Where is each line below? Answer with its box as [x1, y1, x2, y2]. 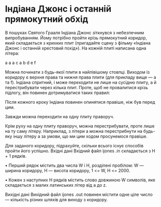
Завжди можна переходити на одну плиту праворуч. [5, 113, 115, 119]
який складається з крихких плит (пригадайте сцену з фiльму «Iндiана [5, 40, 151, 46]
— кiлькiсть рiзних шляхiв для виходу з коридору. [5, 196, 108, 202]
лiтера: [5, 50, 19, 56]
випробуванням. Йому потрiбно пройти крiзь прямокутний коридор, [5, 35, 147, 41]
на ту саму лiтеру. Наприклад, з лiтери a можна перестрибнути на [5, 128, 143, 134]
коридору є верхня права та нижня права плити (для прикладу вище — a [5, 74, 156, 80]
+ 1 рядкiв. [5, 153, 27, 159]
